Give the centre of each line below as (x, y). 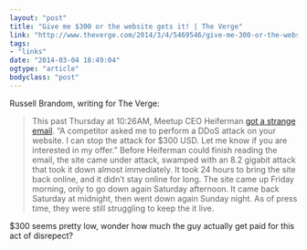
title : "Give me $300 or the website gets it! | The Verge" (127, 26)
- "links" (28, 52)
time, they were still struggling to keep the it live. (123, 208)
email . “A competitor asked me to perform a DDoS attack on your (154, 130)
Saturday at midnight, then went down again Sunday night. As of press (164, 198)
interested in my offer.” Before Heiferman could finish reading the (154, 150)
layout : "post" (38, 18)
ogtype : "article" (44, 69)
